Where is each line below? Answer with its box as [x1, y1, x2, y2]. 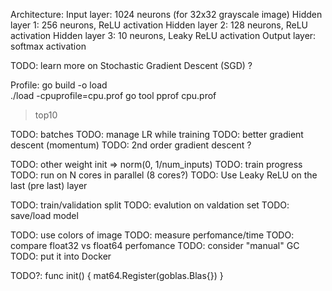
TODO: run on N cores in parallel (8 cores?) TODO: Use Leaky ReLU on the [10, 169, 318, 181]
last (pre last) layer [10, 180, 88, 191]
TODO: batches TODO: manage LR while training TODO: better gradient [10, 129, 304, 140]
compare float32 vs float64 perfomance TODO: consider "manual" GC [10, 240, 300, 251]
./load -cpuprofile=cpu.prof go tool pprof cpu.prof [10, 90, 217, 101]
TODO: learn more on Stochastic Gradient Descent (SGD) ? [10, 60, 253, 71]
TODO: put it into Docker [10, 250, 112, 262]
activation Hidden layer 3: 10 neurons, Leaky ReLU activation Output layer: [10, 30, 317, 41]
